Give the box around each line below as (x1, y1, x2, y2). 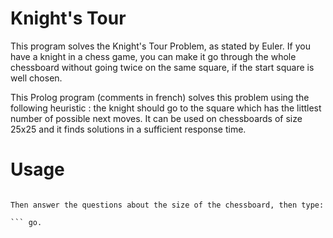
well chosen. (10, 72, 63, 84)
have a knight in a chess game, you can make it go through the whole (10, 50, 297, 62)
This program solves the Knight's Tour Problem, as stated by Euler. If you (10, 40, 311, 52)
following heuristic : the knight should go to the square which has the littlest (10, 102, 322, 114)
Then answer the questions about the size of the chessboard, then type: (10, 200, 325, 210)
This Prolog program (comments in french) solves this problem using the (10, 91, 310, 103)
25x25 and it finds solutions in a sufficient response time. (10, 123, 247, 135)
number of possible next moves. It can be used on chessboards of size (10, 112, 303, 124)
